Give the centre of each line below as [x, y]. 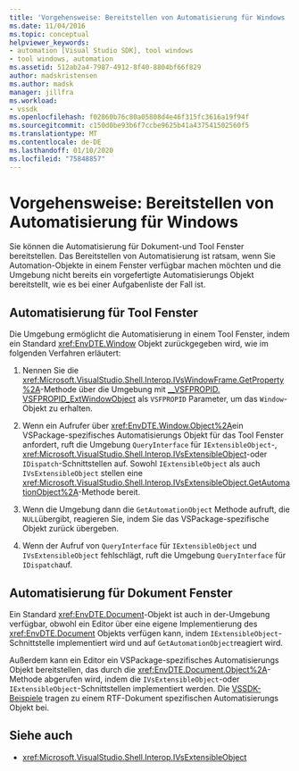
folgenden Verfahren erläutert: [65, 353]
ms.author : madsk [42, 84]
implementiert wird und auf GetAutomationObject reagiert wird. [170, 643]
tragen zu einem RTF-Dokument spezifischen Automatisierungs [162, 699]
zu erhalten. [71, 408]
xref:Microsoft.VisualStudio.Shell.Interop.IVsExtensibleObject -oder [145, 454]
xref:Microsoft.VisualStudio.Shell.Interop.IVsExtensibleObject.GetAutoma [156, 482]
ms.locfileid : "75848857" [57, 159]
